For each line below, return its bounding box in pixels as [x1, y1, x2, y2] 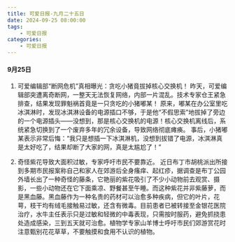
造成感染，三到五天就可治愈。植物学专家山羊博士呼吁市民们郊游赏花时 [23, 219, 226, 227]
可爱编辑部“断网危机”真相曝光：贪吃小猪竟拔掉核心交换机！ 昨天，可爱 [17, 82, 222, 91]
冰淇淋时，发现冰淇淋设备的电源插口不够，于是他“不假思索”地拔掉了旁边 [17, 108, 226, 116]
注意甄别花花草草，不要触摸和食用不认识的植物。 [17, 227, 159, 236]
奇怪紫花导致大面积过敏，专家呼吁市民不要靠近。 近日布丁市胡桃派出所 [17, 158, 222, 166]
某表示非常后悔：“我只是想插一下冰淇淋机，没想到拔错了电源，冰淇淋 [17, 134, 217, 143]
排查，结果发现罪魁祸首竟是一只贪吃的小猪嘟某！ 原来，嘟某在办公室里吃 [17, 99, 228, 108]
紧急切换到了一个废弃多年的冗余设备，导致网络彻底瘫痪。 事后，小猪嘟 [23, 126, 228, 134]
